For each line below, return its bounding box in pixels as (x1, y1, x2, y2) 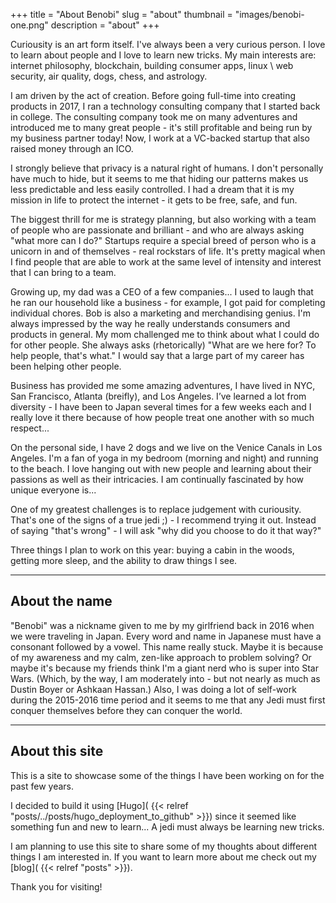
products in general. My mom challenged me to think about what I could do (10, 329, 320, 340)
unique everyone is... (10, 484, 97, 496)
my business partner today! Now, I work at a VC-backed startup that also (10, 132, 310, 144)
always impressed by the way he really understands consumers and (10, 318, 291, 329)
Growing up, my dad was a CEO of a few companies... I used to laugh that (10, 286, 314, 298)
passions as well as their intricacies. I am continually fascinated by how (10, 474, 305, 485)
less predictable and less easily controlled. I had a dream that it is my (10, 184, 295, 195)
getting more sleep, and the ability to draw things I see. (10, 555, 238, 566)
